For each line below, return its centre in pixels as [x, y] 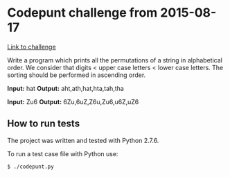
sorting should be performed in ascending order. [77, 75]
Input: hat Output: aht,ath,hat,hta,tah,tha [66, 88]
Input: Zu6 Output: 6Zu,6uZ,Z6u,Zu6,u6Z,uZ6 [73, 101]
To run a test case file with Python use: [63, 153]
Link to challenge [32, 47]
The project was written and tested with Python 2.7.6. [83, 140]
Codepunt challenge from [82, 13]
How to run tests [44, 124]
